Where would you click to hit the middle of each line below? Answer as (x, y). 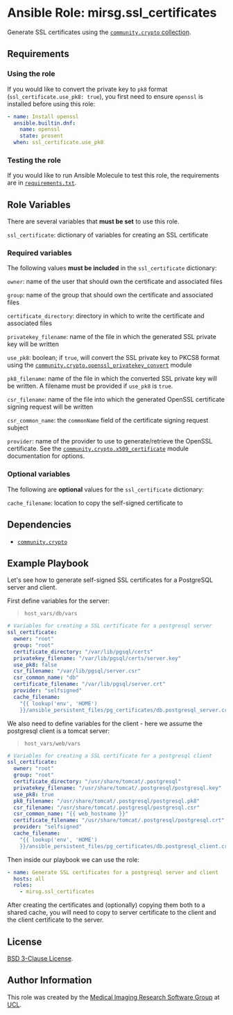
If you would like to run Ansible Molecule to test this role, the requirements (113, 175)
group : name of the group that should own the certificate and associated (110, 295)
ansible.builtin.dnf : (45, 123)
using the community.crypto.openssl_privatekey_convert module (100, 365)
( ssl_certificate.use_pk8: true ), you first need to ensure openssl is (105, 96)
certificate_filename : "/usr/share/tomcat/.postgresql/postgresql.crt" (119, 820)
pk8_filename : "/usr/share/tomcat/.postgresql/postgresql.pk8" (106, 801)
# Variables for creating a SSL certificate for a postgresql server (110, 626)
